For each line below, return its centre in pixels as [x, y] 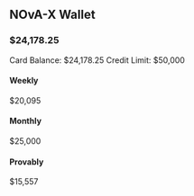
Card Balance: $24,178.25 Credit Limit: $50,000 [97, 60]
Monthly [26, 121]
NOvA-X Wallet [53, 15]
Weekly [24, 81]
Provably [27, 162]
